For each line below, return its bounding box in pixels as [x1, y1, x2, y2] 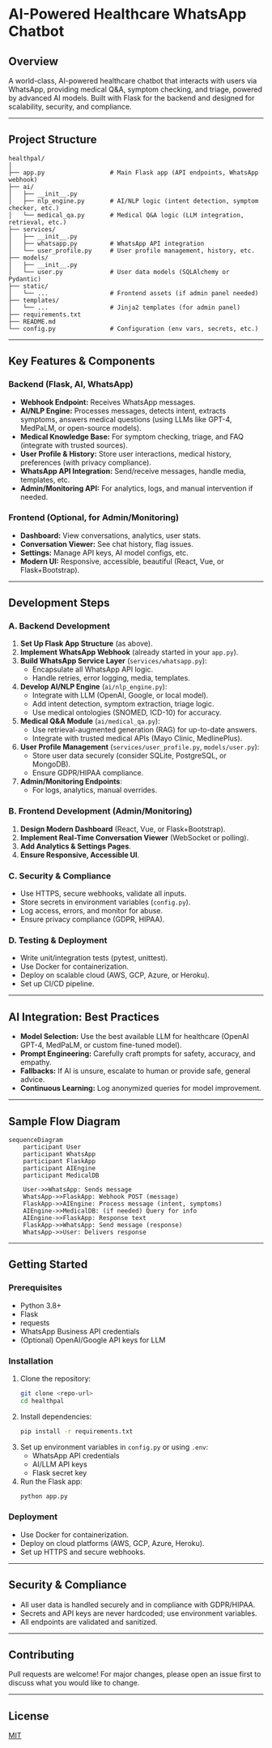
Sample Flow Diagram [8, 1115, 121, 1128]
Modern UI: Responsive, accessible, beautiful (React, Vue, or [19, 556, 224, 566]
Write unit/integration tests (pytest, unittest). [19, 953, 168, 963]
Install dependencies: [19, 1411, 92, 1421]
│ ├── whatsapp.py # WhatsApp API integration [8, 239, 205, 247]
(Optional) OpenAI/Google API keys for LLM [19, 1335, 166, 1345]
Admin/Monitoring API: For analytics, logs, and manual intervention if [19, 483, 253, 493]
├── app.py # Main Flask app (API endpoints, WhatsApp [8, 168, 259, 177]
